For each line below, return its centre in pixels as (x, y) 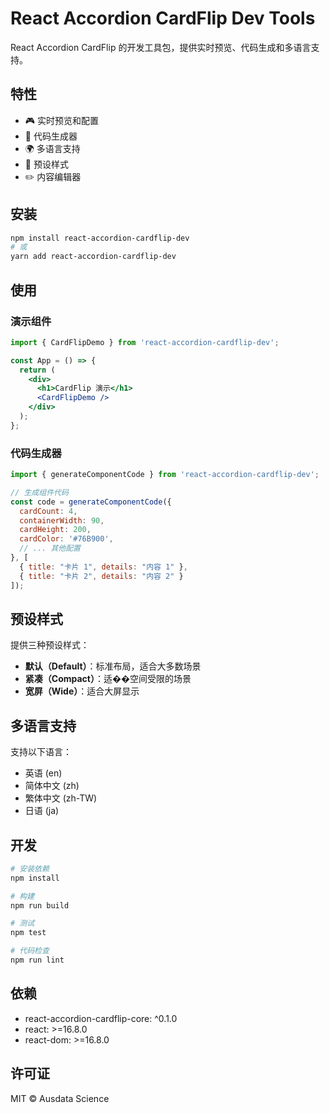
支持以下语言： (41, 752)
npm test (28, 933)
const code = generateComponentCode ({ (91, 502)
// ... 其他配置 (50, 548)
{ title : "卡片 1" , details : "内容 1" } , (103, 567)
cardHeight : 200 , (55, 530)
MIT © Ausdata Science (60, 1098)
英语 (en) (43, 773)
